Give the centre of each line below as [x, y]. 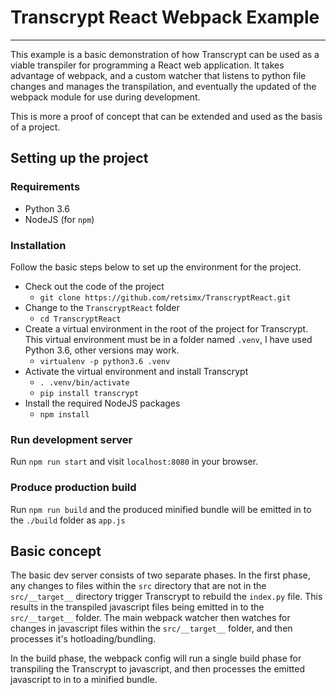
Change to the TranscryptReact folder [102, 307]
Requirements [45, 187]
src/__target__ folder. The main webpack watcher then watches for [150, 618]
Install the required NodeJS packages [102, 403]
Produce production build [73, 488]
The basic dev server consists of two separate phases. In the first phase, [160, 575]
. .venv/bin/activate [84, 382]
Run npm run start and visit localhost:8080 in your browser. [134, 462]
